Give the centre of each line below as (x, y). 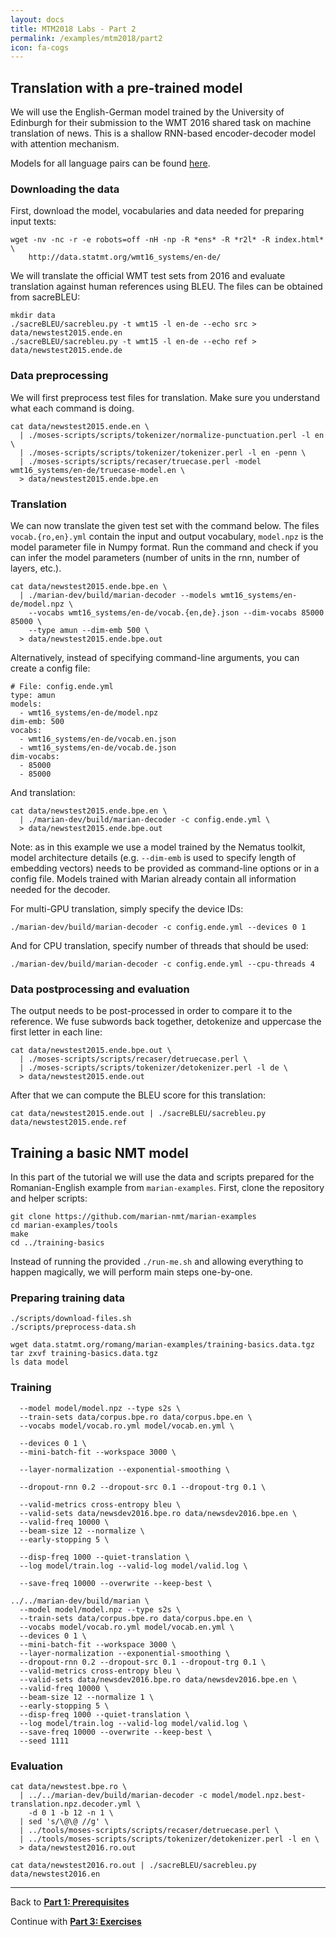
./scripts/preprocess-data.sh (73, 1327)
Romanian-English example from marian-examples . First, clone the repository (167, 1188)
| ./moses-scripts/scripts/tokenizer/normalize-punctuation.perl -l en (172, 435)
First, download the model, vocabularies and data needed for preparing (157, 211)
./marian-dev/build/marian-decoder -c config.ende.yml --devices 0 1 (158, 927)
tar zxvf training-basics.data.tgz (84, 1354)
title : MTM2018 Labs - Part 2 (73, 29)
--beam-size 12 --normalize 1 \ (87, 1697)
